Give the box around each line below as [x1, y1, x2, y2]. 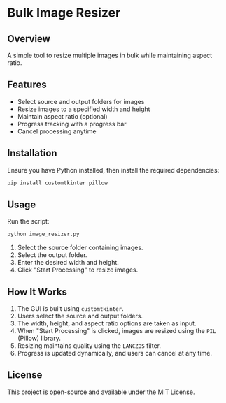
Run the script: [7, 217, 50, 226]
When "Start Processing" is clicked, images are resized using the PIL [17, 327, 216, 335]
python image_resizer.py [7, 230, 80, 238]
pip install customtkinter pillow [7, 179, 108, 186]
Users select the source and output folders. [17, 312, 143, 320]
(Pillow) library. [17, 334, 61, 342]
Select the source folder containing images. [17, 243, 143, 252]
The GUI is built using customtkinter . [17, 305, 124, 312]
